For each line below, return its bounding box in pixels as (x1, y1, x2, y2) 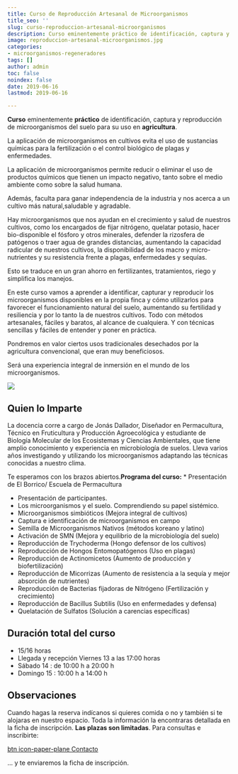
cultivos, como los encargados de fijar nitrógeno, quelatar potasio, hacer (7, 223, 220, 231)
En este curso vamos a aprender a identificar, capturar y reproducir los (7, 288, 214, 297)
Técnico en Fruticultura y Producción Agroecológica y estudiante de (7, 429, 207, 437)
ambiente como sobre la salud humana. (7, 180, 123, 189)
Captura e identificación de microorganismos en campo (17, 516, 181, 525)
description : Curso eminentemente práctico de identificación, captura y (7, 30, 230, 38)
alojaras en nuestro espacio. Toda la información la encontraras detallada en (7, 716, 231, 724)
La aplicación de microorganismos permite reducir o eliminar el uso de (7, 165, 213, 174)
